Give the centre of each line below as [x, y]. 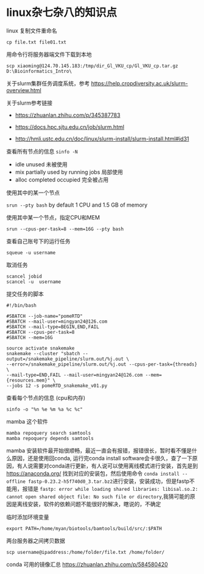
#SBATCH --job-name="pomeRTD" [45, 316]
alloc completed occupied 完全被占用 [62, 179]
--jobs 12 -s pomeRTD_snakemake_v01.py [57, 386]
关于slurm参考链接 [30, 103]
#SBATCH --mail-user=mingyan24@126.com [57, 322]
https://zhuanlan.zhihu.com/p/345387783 [68, 115]
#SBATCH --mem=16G [30, 337]
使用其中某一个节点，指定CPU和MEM [53, 217]
